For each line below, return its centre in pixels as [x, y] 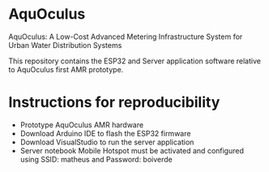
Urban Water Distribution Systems [65, 45]
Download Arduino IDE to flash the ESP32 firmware [105, 133]
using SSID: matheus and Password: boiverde [96, 159]
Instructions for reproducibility [114, 103]
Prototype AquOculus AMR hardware [82, 125]
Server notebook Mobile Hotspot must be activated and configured [132, 150]
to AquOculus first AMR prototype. [66, 69]
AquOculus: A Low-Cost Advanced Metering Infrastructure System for [126, 37]
